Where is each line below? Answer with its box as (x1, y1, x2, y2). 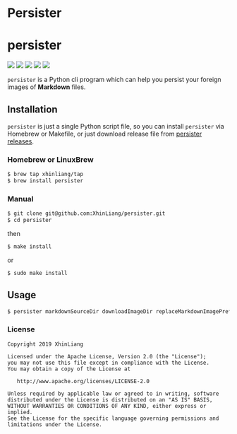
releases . (7, 136, 34, 146)
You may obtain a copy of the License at (7, 365, 131, 373)
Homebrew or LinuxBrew (7, 154, 94, 164)
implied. (7, 409, 33, 416)
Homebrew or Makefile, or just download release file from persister (7, 129, 202, 138)
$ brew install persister (7, 177, 83, 184)
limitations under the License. (7, 421, 102, 428)
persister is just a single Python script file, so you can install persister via (7, 122, 224, 130)
